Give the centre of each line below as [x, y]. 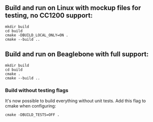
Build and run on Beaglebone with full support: [77, 54]
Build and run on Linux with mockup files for [73, 8]
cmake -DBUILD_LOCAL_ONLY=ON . [37, 35]
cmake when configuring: [31, 106]
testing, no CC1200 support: [49, 16]
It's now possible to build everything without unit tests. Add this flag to [76, 101]
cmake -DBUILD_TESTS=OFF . [32, 115]
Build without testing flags [37, 90]
